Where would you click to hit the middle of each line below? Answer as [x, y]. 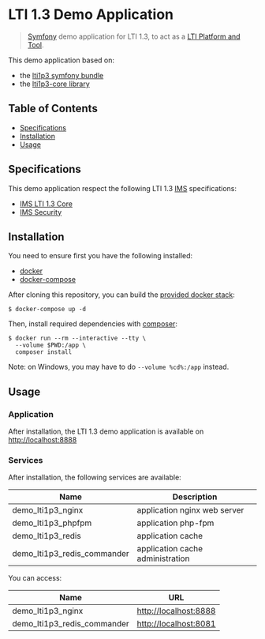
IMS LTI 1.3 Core [46, 204]
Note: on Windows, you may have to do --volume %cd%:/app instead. [119, 367]
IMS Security [41, 212]
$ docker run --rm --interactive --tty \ [77, 338]
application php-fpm [175, 523]
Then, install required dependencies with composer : [93, 324]
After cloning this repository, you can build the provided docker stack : [121, 295]
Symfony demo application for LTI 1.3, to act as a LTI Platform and [134, 36]
